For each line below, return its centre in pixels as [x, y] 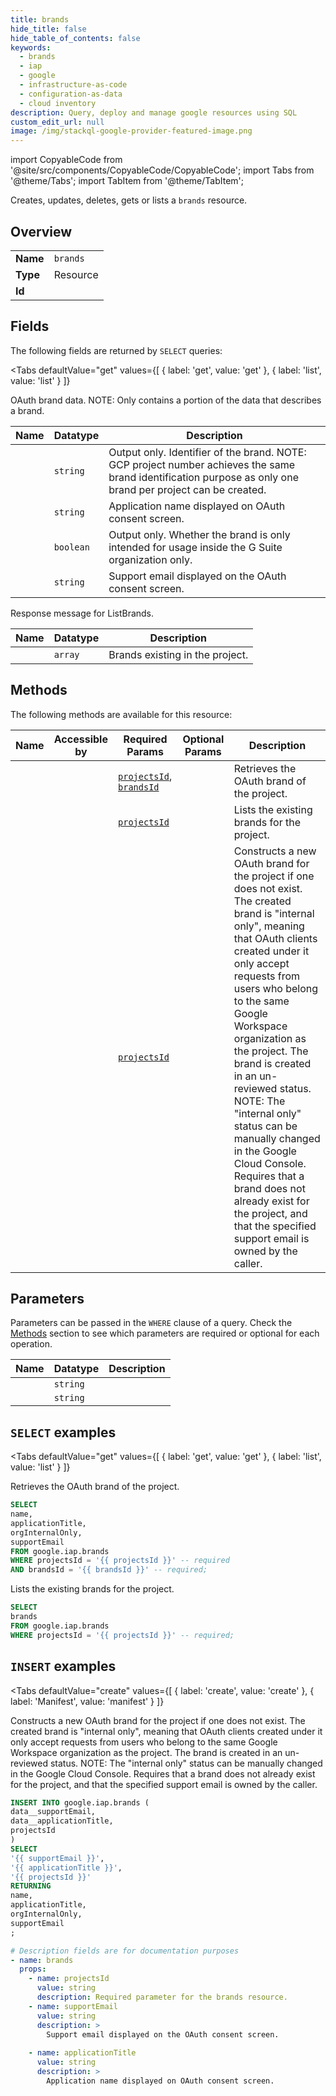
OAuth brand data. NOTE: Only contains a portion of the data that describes [166, 400]
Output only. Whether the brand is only [199, 534]
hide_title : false [48, 29]
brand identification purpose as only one [203, 477]
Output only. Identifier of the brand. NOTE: [207, 452]
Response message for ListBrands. [82, 613]
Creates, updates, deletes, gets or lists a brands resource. [129, 200]
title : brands [40, 19]
